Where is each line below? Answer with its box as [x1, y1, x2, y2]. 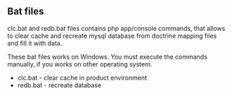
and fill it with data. [7, 38, 63, 47]
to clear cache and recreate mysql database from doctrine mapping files [7, 31, 217, 40]
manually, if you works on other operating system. [7, 59, 153, 68]
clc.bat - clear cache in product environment [17, 73, 148, 82]
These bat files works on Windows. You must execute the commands [7, 52, 207, 61]
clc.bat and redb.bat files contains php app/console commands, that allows [7, 24, 226, 32]
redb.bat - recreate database [17, 80, 102, 89]
